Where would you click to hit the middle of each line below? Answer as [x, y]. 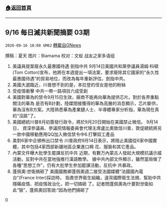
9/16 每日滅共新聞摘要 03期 [47, 32]
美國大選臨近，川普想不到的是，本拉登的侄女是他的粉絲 [69, 85]
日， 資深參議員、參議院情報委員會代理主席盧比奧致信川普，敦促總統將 [85, 128]
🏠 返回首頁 [18, 7]
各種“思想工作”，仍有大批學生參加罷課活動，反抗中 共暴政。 [74, 165]
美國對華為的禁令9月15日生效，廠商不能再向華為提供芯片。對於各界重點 [85, 97]
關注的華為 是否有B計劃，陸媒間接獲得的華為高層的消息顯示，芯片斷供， [86, 103]
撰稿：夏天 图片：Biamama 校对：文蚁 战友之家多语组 [60, 56]
